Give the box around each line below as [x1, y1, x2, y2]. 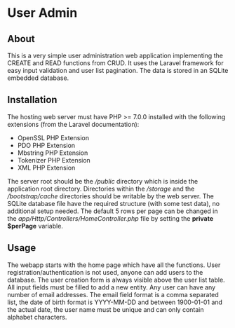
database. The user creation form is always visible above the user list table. [7, 275, 226, 284]
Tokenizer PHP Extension [17, 156, 91, 164]
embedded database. [7, 74, 69, 82]
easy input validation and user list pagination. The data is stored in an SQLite [7, 67, 229, 74]
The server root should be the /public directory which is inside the [7, 177, 199, 185]
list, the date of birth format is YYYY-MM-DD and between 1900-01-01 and [7, 298, 223, 306]
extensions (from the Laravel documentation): [7, 120, 140, 128]
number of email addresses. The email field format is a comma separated [7, 290, 219, 299]
